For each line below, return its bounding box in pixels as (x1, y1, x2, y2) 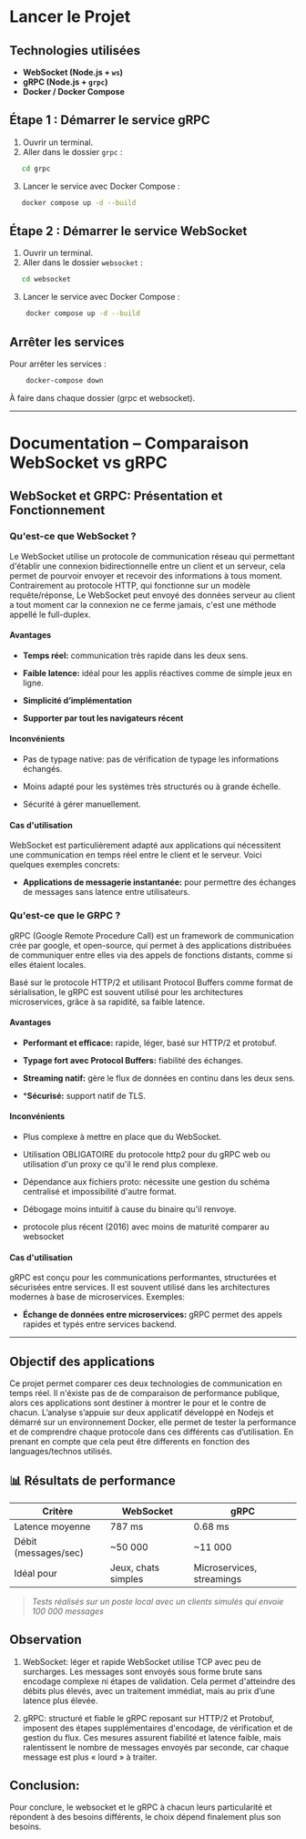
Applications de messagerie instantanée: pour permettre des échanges (22, 877, 297, 888)
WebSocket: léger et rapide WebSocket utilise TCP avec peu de (22, 1656, 261, 1667)
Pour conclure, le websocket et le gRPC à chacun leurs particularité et (9, 1802, 272, 1813)
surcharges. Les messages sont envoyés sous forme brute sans (22, 1666, 262, 1677)
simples (109, 1572, 144, 1585)
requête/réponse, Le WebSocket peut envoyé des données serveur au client (9, 590, 296, 601)
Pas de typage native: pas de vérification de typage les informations (22, 754, 280, 765)
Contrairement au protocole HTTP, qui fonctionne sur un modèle (9, 580, 250, 591)
